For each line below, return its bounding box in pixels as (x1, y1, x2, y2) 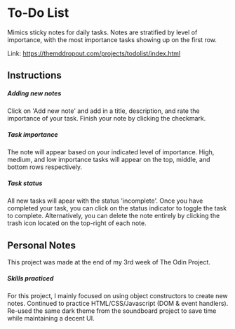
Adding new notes (7, 89, 62, 98)
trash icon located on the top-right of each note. (7, 219, 147, 227)
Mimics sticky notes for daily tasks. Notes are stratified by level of (7, 28, 198, 36)
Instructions (7, 69, 62, 81)
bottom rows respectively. (7, 163, 83, 171)
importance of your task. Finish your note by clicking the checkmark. (7, 114, 206, 123)
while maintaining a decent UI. (7, 314, 95, 323)
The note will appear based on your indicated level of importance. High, (7, 148, 215, 156)
